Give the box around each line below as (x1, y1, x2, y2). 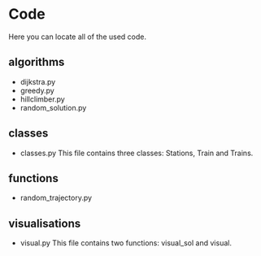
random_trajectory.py (20, 193, 92, 203)
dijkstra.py (20, 76, 56, 86)
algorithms (8, 55, 65, 69)
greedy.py (20, 85, 54, 95)
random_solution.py (20, 102, 87, 112)
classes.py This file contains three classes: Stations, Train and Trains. (20, 148, 254, 158)
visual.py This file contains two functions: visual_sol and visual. (20, 238, 232, 248)
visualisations (8, 216, 81, 230)
